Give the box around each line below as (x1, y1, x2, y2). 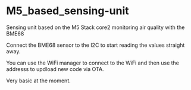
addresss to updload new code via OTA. (6, 65, 104, 72)
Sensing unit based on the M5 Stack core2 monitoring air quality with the (6, 24, 185, 31)
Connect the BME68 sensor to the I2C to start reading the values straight (6, 41, 185, 49)
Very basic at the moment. (6, 77, 71, 84)
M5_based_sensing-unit (6, 4, 129, 18)
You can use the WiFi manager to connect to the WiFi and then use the (6, 59, 180, 66)
